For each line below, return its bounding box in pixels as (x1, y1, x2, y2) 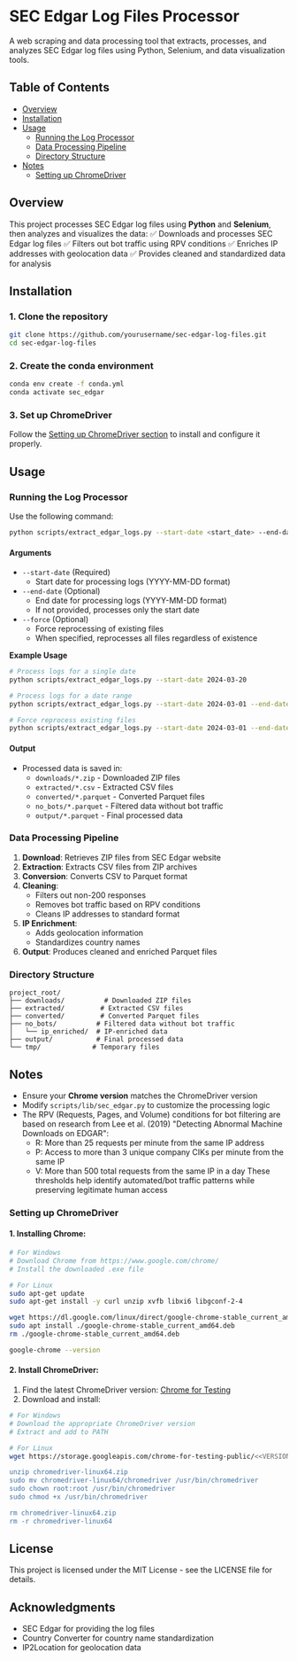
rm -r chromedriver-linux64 (9, 1517, 113, 1525)
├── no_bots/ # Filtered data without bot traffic (9, 1019, 236, 1029)
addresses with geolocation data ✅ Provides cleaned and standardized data (9, 248, 286, 259)
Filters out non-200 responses (34, 889, 147, 901)
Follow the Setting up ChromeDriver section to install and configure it (9, 429, 261, 440)
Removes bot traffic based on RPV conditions (34, 899, 201, 909)
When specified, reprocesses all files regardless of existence (34, 633, 258, 643)
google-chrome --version (9, 1345, 101, 1354)
